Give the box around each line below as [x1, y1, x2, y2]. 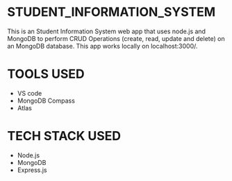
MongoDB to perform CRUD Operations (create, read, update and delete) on [7, 34, 225, 42]
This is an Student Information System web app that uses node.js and [7, 27, 206, 35]
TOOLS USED [7, 67, 85, 82]
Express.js [17, 166, 47, 174]
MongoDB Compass [17, 96, 75, 105]
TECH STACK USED [7, 128, 122, 144]
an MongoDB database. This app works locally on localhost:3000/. [7, 42, 198, 50]
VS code [17, 89, 42, 97]
